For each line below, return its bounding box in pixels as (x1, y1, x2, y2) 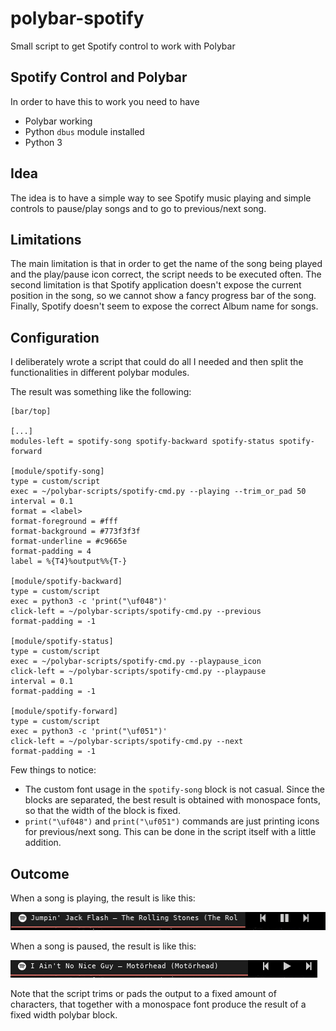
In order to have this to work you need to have (10, 95, 200, 107)
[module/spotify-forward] (10, 707, 118, 717)
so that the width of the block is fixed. (24, 805, 181, 817)
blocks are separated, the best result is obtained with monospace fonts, (24, 794, 322, 806)
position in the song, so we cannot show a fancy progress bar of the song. (10, 290, 317, 302)
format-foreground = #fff (10, 517, 118, 527)
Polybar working (24, 115, 93, 127)
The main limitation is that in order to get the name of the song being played (10, 258, 323, 270)
